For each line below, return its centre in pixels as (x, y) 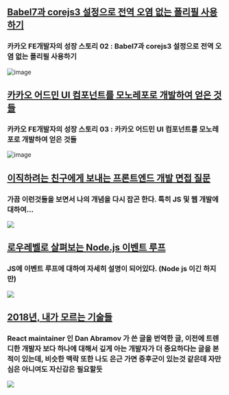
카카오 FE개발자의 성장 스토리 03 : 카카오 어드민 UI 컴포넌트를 (103, 129)
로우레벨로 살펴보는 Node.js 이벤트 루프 (86, 247)
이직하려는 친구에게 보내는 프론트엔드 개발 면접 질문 (109, 178)
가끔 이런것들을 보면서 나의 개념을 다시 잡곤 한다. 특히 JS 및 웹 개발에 (113, 199)
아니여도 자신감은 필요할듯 (62, 370)
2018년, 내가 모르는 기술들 (60, 317)
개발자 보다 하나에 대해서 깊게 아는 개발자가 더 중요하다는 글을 (116, 349)
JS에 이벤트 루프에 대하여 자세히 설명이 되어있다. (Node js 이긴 (105, 269)
